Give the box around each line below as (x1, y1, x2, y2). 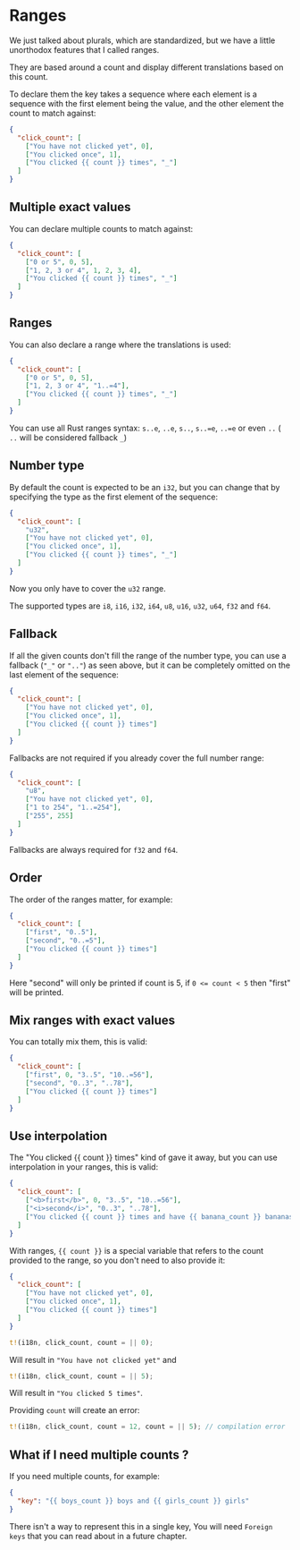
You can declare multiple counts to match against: (9, 223, 194, 234)
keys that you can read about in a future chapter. (9, 1530, 187, 1541)
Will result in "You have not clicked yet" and (9, 1354, 177, 1365)
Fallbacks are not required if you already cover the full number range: (9, 753, 265, 763)
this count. (9, 71, 49, 81)
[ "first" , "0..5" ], (25, 928, 98, 937)
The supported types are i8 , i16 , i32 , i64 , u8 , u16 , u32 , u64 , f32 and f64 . (9, 600, 271, 611)
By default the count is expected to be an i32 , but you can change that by (9, 481, 280, 492)
